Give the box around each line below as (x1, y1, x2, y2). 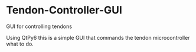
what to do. (6, 40, 34, 47)
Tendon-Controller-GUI (6, 4, 123, 17)
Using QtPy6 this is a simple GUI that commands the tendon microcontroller (6, 34, 190, 41)
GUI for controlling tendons (6, 23, 73, 30)
